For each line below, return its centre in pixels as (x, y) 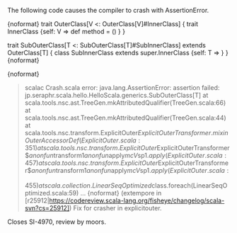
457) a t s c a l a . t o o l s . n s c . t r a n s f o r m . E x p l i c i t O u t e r (91, 163)
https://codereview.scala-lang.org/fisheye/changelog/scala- (137, 200)
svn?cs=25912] (47, 208)
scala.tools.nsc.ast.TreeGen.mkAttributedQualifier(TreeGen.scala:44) (125, 118)
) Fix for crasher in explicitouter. (116, 208)
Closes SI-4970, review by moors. (57, 222)
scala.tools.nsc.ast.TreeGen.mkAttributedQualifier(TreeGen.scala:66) (125, 103)
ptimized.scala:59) (52, 193)
